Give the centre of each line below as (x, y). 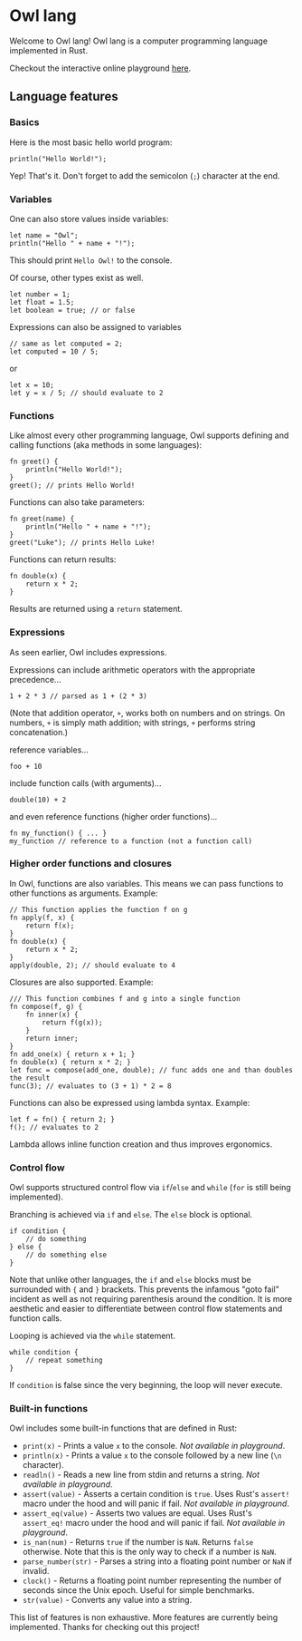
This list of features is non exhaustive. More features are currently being (144, 1617)
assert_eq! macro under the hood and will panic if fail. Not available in (154, 1523)
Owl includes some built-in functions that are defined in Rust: (123, 1428)
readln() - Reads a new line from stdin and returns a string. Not (141, 1475)
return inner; (52, 1038)
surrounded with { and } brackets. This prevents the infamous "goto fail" (145, 1289)
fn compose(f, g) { (46, 1006)
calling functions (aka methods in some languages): (105, 445)
